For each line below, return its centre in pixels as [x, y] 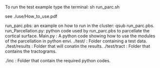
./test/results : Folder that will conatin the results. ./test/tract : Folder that [78, 46]
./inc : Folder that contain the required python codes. [58, 61]
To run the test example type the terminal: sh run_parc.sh [62, 7]
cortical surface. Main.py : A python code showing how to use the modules [80, 36]
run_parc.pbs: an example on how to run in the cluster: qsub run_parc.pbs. [80, 26]
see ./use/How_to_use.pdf [31, 16]
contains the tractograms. [31, 51]
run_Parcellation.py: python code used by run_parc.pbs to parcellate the [77, 31]
